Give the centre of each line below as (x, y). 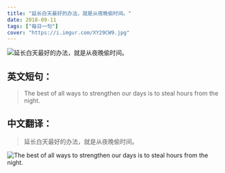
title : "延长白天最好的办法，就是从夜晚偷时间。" (69, 13)
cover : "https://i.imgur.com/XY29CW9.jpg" (68, 32)
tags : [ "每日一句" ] (33, 26)
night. (32, 101)
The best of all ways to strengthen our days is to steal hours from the (121, 94)
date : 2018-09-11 (32, 20)
